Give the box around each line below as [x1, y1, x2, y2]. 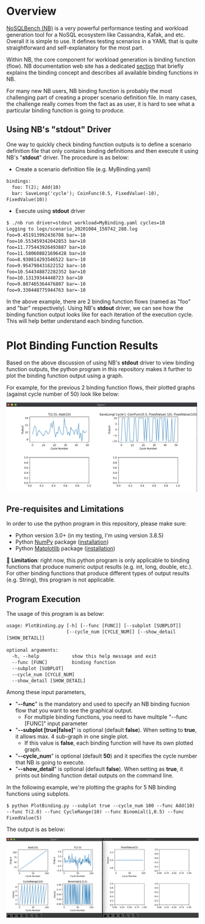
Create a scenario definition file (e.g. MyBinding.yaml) [15, 165, 151, 172]
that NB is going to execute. [15, 759, 85, 766]
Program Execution [6, 594, 81, 604]
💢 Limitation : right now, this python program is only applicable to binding [6, 556, 190, 564]
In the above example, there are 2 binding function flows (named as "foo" [6, 298, 191, 305]
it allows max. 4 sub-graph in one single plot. [15, 733, 129, 741]
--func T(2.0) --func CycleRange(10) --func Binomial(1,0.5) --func [6, 809, 184, 815]
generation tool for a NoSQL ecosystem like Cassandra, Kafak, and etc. [6, 31, 185, 38]
